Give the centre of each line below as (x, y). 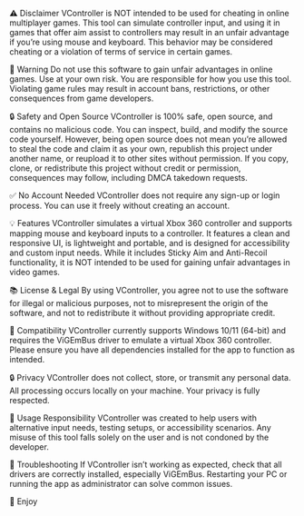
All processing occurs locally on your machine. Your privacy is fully (135, 391)
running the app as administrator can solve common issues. (121, 484)
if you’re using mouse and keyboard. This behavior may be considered (142, 42)
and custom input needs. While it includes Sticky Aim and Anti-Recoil (138, 253)
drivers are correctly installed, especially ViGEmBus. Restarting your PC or (148, 474)
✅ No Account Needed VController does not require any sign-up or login (145, 195)
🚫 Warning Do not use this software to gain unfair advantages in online (142, 69)
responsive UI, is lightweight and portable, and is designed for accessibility (150, 243)
